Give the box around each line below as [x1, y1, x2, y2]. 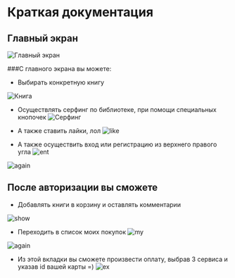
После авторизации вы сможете [7, 182, 158, 194]
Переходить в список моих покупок [17, 227, 127, 236]
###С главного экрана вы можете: [7, 65, 112, 72]
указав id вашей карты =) [17, 262, 94, 271]
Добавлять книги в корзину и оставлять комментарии [17, 200, 182, 208]
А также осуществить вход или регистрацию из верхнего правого [17, 140, 217, 149]
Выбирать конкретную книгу [17, 78, 104, 87]
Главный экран [7, 32, 79, 44]
